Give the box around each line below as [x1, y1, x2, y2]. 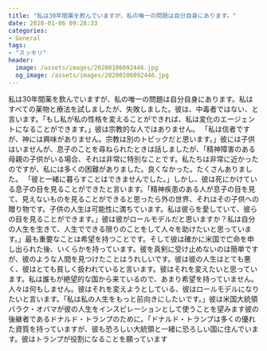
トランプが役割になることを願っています [35, 333, 168, 344]
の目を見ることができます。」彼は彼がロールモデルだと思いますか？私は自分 [8, 213, 256, 224]
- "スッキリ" [8, 49, 47, 57]
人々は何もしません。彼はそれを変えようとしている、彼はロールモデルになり [8, 284, 260, 293]
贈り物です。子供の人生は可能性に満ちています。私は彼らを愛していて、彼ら [8, 204, 257, 213]
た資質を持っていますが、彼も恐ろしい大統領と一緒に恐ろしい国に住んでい [8, 324, 253, 333]
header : [8, 57, 34, 65]
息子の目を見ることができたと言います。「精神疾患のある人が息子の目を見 [14, 184, 256, 193]
